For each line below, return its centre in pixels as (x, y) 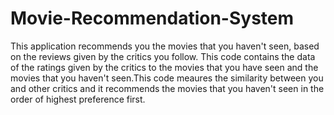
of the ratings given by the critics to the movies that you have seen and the (164, 67)
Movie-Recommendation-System (152, 18)
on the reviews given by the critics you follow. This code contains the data (163, 56)
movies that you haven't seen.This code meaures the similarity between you (167, 78)
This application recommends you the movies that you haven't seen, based (165, 46)
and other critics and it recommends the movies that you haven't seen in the (167, 88)
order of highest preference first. (78, 99)
